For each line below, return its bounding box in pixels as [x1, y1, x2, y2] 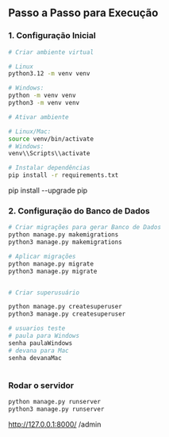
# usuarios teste [8, 324, 66, 332]
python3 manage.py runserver [8, 404, 105, 413]
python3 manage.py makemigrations [8, 238, 123, 247]
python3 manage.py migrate [8, 267, 98, 275]
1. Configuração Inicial [8, 30, 97, 41]
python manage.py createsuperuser [8, 303, 123, 311]
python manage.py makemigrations [8, 231, 119, 239]
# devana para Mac [8, 347, 69, 355]
